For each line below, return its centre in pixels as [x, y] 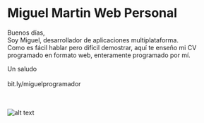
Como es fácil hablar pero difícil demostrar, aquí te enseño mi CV [102, 47]
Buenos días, [26, 33]
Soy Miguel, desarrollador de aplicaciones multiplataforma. [93, 40]
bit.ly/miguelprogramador [44, 83]
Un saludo [22, 69]
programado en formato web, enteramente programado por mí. [99, 55]
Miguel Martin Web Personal [92, 13]
